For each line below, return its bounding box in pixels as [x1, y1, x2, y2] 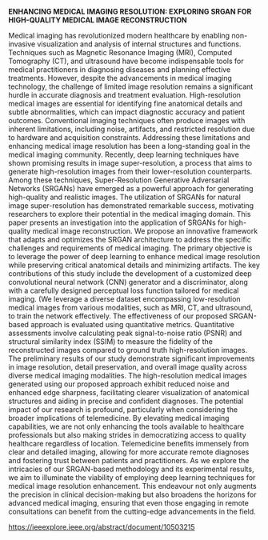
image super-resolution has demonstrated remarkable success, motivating [8, 201, 254, 210]
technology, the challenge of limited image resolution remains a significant [8, 82, 254, 91]
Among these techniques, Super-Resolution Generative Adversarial [8, 175, 230, 185]
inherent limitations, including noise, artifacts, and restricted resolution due [8, 124, 255, 134]
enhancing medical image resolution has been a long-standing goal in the [8, 142, 250, 150]
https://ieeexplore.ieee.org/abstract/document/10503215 [8, 522, 195, 531]
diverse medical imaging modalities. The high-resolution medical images [8, 371, 247, 380]
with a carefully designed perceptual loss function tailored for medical [8, 286, 239, 295]
